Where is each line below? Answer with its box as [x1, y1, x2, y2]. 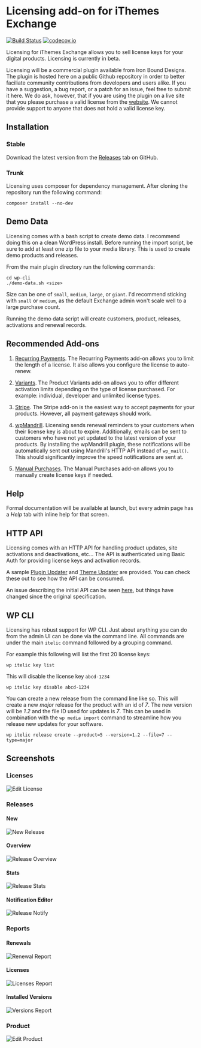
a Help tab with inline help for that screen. [6, 511, 109, 518]
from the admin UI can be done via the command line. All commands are [6, 632, 184, 639]
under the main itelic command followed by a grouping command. [6, 639, 173, 646]
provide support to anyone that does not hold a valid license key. [6, 104, 166, 112]
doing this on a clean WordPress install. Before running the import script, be [6, 239, 193, 246]
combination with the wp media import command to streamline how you [6, 714, 182, 721]
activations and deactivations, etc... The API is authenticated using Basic [6, 551, 185, 558]
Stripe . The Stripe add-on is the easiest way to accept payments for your [14, 403, 195, 410]
